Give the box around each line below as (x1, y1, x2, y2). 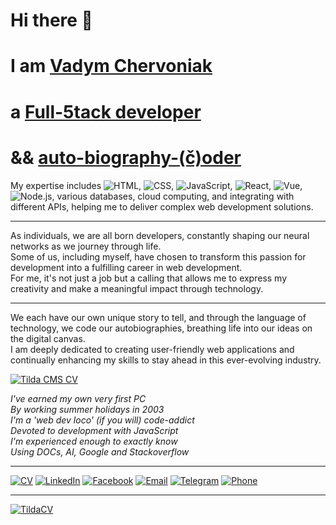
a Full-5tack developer (10, 100, 202, 123)
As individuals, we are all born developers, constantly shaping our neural (10, 229, 310, 241)
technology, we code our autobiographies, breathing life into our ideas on (10, 322, 313, 334)
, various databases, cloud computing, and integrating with (51, 190, 295, 202)
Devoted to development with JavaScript (10, 424, 179, 436)
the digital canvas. (10, 332, 86, 344)
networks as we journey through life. (10, 240, 162, 252)
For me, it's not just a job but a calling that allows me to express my (10, 272, 288, 284)
